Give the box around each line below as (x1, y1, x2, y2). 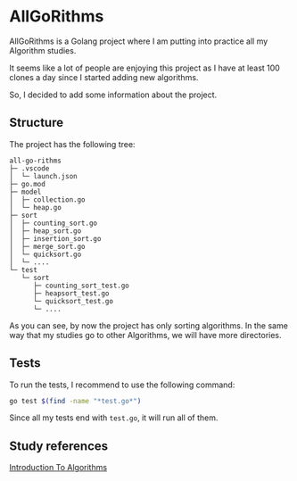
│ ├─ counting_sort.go (9, 219, 98, 228)
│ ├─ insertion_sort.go (9, 234, 102, 243)
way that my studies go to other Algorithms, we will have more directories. (9, 329, 283, 340)
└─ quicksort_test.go (32, 296, 114, 305)
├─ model (9, 187, 42, 196)
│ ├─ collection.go (9, 195, 87, 204)
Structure (9, 115, 64, 130)
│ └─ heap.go (9, 203, 62, 211)
